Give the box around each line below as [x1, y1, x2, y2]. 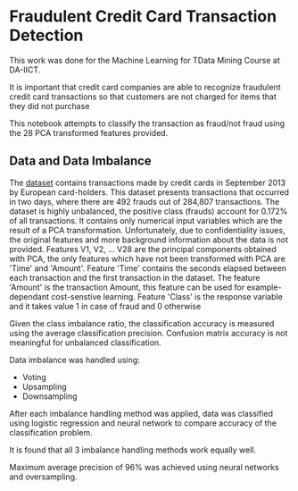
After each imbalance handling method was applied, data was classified [9, 408, 274, 419]
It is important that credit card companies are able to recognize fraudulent [9, 81, 281, 92]
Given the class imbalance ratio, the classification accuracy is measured [9, 317, 275, 328]
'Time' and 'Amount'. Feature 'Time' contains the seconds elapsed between [9, 262, 287, 274]
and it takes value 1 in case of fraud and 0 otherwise [9, 301, 202, 311]
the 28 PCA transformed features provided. [9, 127, 169, 138]
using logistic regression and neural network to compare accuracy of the [9, 418, 277, 428]
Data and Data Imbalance [9, 154, 152, 169]
